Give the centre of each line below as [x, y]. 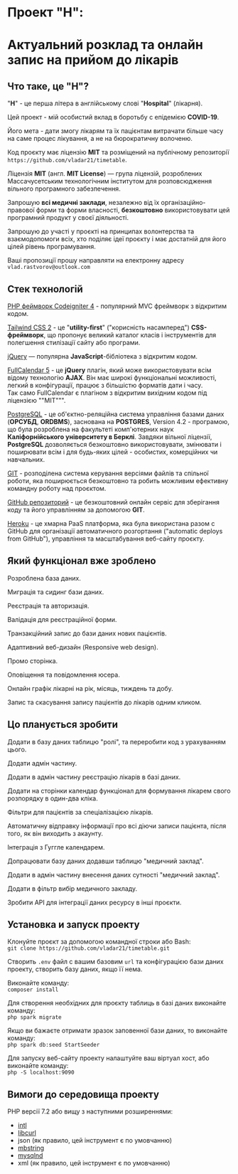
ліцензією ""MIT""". [37, 400]
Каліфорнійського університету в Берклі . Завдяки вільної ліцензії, [110, 437]
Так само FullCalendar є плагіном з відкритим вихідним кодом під [107, 393]
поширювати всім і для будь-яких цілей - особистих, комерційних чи [113, 452]
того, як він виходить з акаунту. [55, 833]
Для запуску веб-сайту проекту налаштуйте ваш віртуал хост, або [108, 1058]
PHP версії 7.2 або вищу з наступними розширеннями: [90, 1111]
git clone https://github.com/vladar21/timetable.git [89, 948]
